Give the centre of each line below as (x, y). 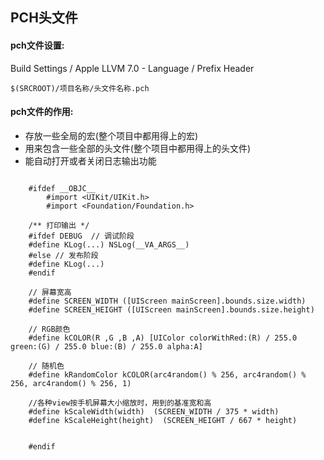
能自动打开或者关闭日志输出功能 (90, 160)
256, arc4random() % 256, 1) (71, 383)
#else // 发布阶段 (63, 255)
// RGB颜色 (49, 329)
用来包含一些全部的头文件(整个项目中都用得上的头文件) (138, 148)
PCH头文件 (44, 18)
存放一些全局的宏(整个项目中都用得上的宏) (111, 135)
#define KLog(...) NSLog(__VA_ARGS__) (109, 244)
